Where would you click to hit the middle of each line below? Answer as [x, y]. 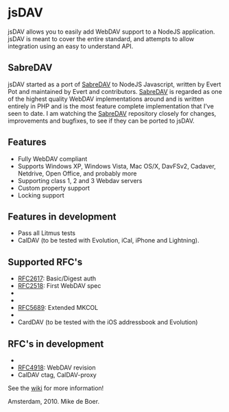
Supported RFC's [45, 262]
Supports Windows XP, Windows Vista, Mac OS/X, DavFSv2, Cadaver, [117, 166]
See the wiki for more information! [56, 388]
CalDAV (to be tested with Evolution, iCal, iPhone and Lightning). [108, 241]
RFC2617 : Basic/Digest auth [57, 278]
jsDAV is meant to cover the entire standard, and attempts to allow [101, 38]
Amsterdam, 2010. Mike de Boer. [54, 401]
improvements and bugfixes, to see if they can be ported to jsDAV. [101, 121]
